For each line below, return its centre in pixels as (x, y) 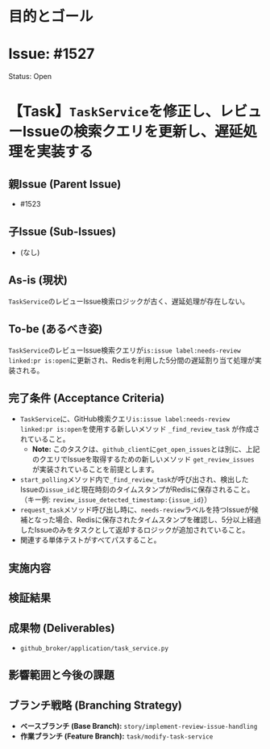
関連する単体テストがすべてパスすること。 (90, 540)
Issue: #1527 (52, 54)
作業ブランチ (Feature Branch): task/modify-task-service (116, 736)
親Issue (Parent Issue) (65, 184)
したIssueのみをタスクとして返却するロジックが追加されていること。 (135, 530)
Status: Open (30, 77)
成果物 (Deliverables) (62, 628)
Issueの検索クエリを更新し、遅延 (133, 132)
